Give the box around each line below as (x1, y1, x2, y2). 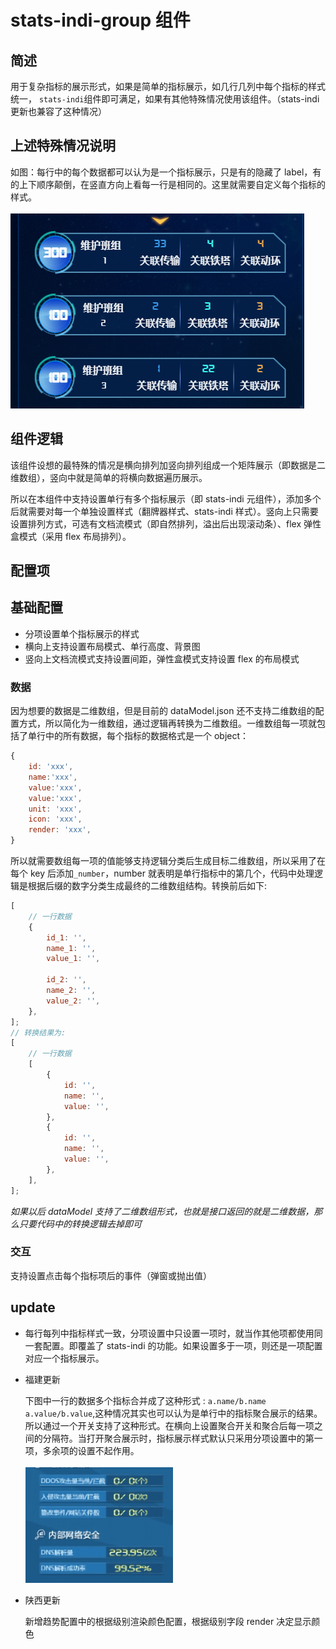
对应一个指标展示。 (24, 1352, 105, 1364)
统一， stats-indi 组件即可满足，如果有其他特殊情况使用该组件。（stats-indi (10, 93, 320, 105)
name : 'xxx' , (28, 772, 78, 782)
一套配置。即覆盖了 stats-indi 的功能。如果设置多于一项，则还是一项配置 (24, 1339, 323, 1351)
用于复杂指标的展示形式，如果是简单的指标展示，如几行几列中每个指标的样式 (10, 81, 326, 92)
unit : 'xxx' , (28, 804, 83, 814)
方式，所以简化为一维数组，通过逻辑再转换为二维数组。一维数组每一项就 (18, 717, 317, 730)
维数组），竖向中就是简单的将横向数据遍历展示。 (10, 471, 208, 483)
